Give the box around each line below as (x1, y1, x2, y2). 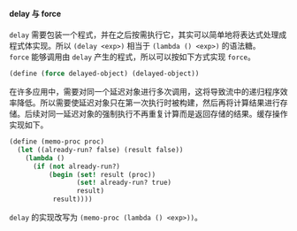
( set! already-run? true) (76, 178, 172, 188)
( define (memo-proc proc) (9, 137, 104, 146)
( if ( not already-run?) (32, 162, 121, 171)
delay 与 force (9, 8, 62, 19)
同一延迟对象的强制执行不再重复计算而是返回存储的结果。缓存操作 (47, 109, 288, 119)
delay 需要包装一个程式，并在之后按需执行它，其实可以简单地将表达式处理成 (9, 29, 287, 40)
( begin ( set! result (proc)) (48, 170, 156, 179)
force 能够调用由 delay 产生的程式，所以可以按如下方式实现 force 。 (9, 51, 256, 62)
